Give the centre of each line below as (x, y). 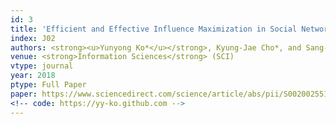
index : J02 (33, 38)
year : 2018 (33, 76)
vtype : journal (42, 66)
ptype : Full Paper (48, 85)
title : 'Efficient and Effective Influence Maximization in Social (154, 29)
